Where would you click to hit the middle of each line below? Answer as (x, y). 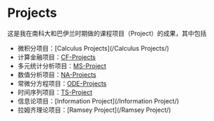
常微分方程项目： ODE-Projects (62, 83)
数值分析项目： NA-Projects (57, 75)
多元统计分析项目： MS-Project (62, 65)
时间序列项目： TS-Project (55, 92)
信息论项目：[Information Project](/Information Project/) (98, 101)
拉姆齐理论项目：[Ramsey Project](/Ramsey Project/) (94, 110)
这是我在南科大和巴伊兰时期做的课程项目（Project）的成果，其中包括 (107, 33)
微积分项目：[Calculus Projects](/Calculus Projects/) (93, 48)
